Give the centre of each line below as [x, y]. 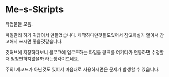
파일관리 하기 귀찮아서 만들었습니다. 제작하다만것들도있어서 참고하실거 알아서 [82, 35]
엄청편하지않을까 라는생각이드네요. [45, 58]
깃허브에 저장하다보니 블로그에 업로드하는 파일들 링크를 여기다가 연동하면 [78, 52]
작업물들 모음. [19, 24]
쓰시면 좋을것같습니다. [41, 41]
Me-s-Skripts [35, 9]
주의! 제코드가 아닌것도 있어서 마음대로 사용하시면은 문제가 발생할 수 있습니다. [82, 69]
